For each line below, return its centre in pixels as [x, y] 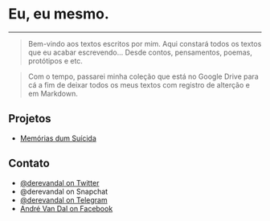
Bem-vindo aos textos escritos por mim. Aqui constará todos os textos [145, 43]
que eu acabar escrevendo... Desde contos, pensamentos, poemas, [140, 52]
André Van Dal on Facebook [66, 208]
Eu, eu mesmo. [59, 14]
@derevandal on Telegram [63, 200]
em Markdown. [53, 93]
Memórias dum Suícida [58, 138]
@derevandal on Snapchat [64, 191]
